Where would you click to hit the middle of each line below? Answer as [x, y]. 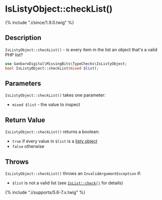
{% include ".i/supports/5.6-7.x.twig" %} [45, 192]
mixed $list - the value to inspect [46, 105]
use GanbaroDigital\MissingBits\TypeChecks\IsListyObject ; [66, 64]
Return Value [25, 120]
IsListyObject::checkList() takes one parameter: [55, 95]
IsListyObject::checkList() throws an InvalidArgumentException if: [73, 173]
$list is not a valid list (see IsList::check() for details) [67, 183]
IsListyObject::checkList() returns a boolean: [52, 132]
